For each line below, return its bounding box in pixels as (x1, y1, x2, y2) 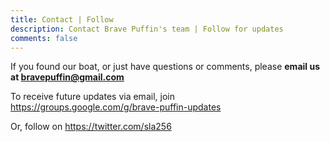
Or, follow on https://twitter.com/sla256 (10, 121, 172, 133)
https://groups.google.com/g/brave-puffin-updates (10, 101, 222, 113)
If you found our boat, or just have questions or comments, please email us (10, 61, 320, 73)
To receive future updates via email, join (10, 91, 175, 103)
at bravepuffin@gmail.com (10, 71, 125, 83)
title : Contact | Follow (10, 14, 114, 25)
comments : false (10, 33, 78, 43)
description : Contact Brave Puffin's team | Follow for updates (10, 24, 284, 34)
